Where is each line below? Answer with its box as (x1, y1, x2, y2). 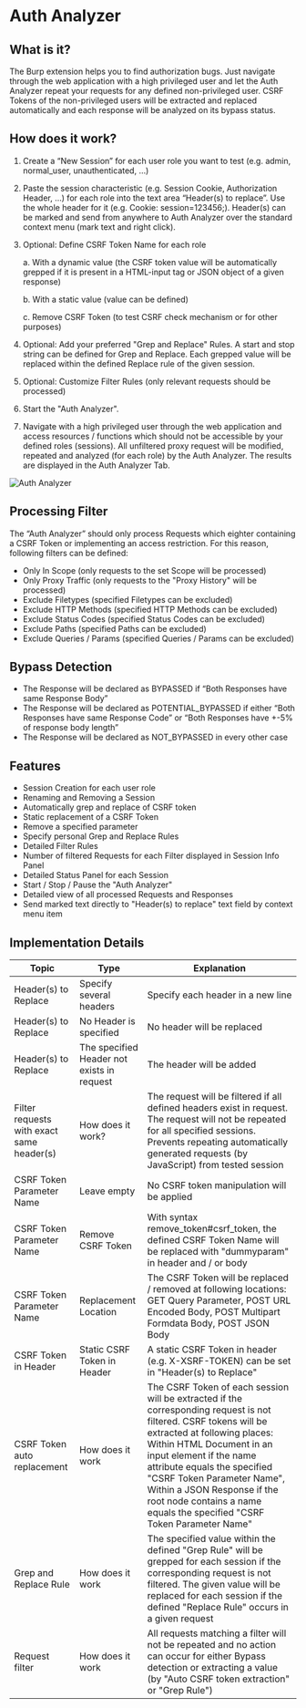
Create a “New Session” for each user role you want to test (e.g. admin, (22, 155, 291, 166)
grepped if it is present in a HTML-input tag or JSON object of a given (22, 266, 284, 277)
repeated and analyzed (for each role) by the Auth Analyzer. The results (22, 450, 292, 461)
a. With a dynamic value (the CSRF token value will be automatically (22, 256, 278, 267)
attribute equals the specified (147, 1461, 273, 1474)
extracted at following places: (147, 1426, 273, 1439)
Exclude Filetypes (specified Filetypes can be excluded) (22, 594, 233, 605)
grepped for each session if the (147, 1556, 281, 1568)
